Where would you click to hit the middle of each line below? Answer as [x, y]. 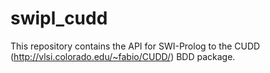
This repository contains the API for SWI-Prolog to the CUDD [135, 46]
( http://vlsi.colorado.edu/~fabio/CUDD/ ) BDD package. [123, 56]
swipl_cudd [59, 18]
